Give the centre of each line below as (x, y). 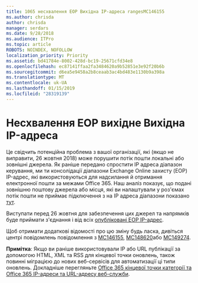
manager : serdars (27, 28)
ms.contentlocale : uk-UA (37, 83)
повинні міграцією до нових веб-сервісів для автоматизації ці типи (91, 261)
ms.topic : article (29, 45)
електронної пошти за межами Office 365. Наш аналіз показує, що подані (99, 183)
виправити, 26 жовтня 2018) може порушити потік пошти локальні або (95, 158)
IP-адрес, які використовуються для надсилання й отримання (84, 177)
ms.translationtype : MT (35, 77)
